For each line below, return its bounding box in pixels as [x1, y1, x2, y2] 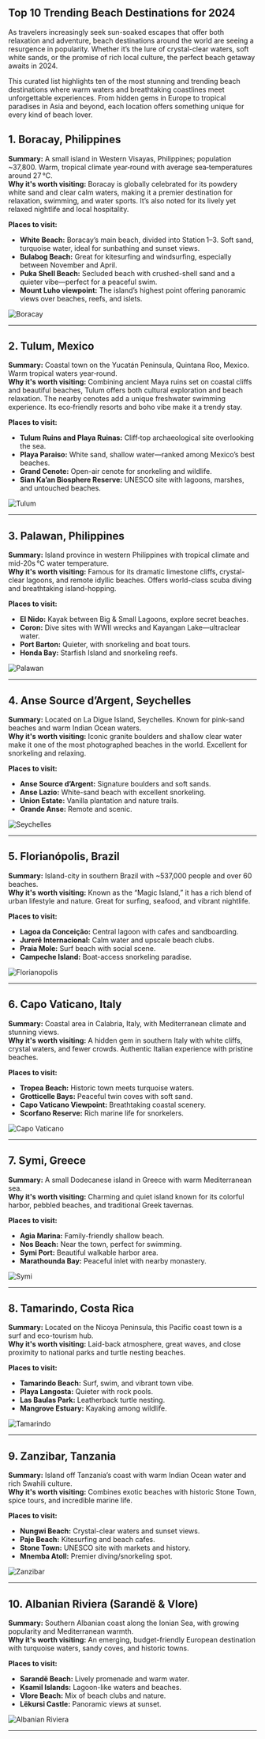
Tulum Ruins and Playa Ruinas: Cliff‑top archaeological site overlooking [19, 433, 255, 442]
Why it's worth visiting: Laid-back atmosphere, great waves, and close [8, 1339, 241, 1349]
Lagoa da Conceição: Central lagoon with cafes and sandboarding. [19, 926, 239, 936]
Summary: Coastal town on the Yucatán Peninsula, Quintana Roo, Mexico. [8, 360, 250, 370]
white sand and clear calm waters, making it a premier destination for [8, 188, 233, 197]
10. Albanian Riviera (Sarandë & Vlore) [8, 1597, 199, 1611]
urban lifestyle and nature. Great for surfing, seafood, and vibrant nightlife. [8, 896, 251, 905]
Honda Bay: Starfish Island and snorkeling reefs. [19, 648, 178, 657]
